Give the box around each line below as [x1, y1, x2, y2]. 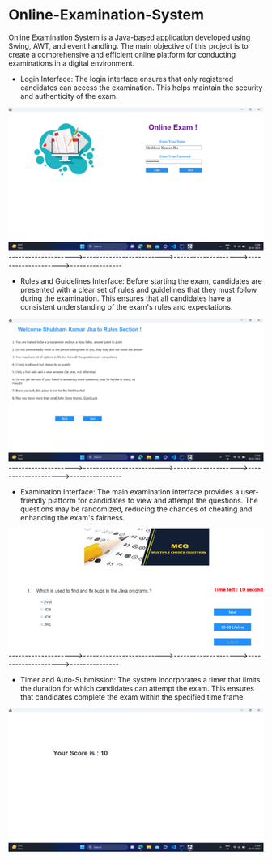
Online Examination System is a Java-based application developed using [8, 32, 251, 42]
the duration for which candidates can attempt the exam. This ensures [19, 683, 255, 693]
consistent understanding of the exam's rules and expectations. [19, 302, 233, 311]
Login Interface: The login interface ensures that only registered [19, 74, 234, 83]
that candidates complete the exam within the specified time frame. [19, 691, 245, 702]
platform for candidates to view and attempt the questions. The [48, 495, 259, 505]
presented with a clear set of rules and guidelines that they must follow [19, 285, 257, 294]
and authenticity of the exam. [19, 91, 119, 101]
